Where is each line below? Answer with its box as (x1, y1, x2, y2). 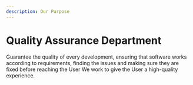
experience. (6, 72, 35, 79)
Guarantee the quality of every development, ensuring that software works (6, 53, 187, 60)
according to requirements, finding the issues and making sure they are (6, 59, 179, 66)
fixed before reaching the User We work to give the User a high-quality (6, 66, 178, 73)
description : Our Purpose (6, 8, 69, 15)
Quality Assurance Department (6, 33, 162, 47)
